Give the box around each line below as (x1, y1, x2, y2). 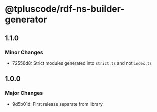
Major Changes (5, 90, 43, 97)
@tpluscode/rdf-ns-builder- (5, 3, 125, 15)
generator (5, 14, 47, 25)
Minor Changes (5, 49, 43, 56)
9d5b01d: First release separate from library (12, 101, 103, 107)
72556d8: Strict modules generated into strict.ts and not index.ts (12, 60, 152, 66)
